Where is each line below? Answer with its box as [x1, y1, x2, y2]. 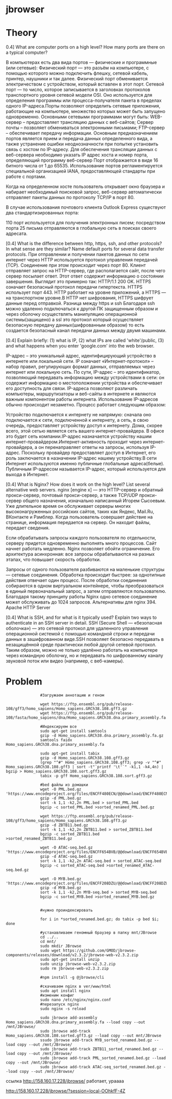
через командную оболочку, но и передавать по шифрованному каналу [6, 653, 163, 659]
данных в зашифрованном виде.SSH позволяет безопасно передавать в [6, 636, 164, 642]
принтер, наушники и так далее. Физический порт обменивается [6, 76, 148, 82]
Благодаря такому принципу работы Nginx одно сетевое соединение [6, 594, 157, 600]
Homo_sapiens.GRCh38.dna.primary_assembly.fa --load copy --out [6, 1020, 145, 1025]
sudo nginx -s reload [40, 1006, 86, 1011]
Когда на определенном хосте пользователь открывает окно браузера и [6, 183, 165, 190]
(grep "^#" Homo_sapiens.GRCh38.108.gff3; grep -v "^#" [40, 760, 161, 765]
